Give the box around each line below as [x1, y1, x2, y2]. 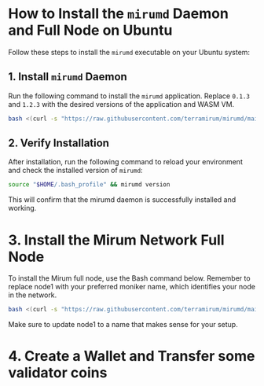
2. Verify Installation [8, 137, 110, 150]
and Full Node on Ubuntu [8, 21, 173, 39]
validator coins [8, 364, 108, 382]
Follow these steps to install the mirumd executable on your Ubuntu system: [8, 47, 250, 57]
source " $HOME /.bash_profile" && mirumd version [8, 181, 170, 189]
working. [8, 204, 37, 213]
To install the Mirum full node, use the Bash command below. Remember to [8, 274, 251, 283]
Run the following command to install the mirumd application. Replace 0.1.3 [8, 91, 250, 101]
